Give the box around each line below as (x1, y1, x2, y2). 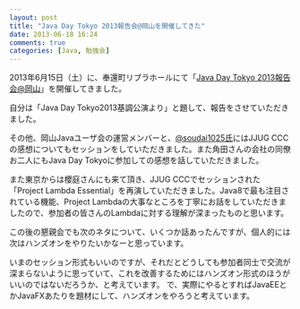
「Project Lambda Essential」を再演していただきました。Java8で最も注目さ (9, 185, 289, 196)
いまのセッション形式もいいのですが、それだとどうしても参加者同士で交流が (9, 257, 291, 268)
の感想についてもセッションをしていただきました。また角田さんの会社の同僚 (9, 144, 291, 155)
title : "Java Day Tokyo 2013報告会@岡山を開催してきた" (9, 21, 206, 30)
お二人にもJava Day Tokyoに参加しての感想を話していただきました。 (9, 155, 264, 166)
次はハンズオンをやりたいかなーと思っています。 (9, 238, 189, 249)
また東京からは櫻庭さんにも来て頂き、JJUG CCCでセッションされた (9, 174, 261, 185)
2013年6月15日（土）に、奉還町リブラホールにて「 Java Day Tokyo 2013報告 (9, 73, 291, 83)
